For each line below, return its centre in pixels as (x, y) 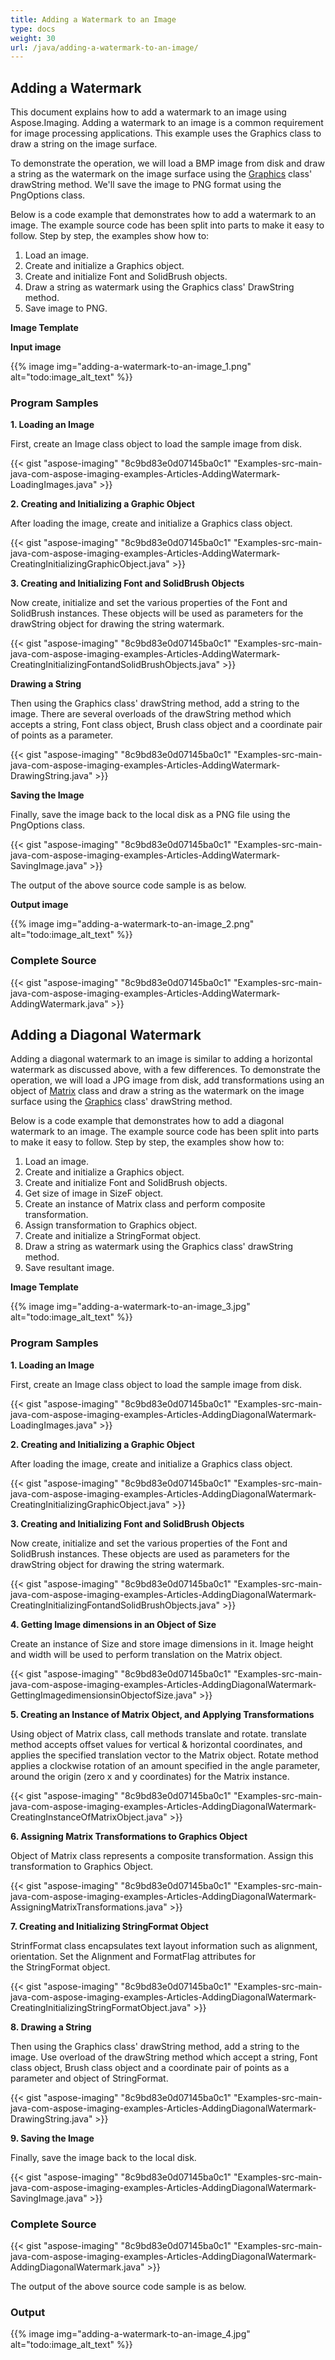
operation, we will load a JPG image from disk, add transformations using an (167, 1080)
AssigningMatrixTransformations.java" (89, 1907)
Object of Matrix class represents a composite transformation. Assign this (162, 1855)
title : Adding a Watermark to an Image (93, 19)
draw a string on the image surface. (84, 144)
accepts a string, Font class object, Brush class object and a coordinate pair (166, 725)
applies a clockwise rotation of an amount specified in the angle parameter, (165, 1765)
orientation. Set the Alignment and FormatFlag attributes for (133, 1956)
